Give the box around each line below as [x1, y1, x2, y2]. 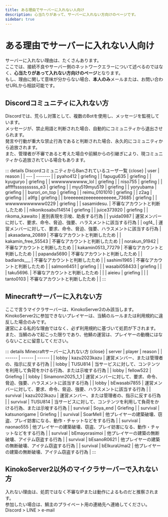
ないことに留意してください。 [9, 338, 71, 344]
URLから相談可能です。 [9, 82, 58, 88]
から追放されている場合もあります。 [14, 157, 88, 163]
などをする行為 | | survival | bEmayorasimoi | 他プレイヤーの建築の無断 [14, 430, 160, 436]
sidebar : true [5, 17, 35, 22]
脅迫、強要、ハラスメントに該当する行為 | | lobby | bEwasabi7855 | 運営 [5, 380, 154, 386]
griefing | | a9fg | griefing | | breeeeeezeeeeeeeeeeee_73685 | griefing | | [5, 194, 157, 201]
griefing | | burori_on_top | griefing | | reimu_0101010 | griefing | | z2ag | [5, 189, 152, 195]
